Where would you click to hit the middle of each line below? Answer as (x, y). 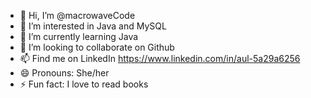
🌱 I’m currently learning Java (79, 36)
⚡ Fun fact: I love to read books (84, 84)
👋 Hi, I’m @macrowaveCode (77, 15)
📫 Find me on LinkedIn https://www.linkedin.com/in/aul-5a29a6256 (160, 58)
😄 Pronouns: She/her (64, 73)
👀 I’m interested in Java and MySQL (93, 26)
